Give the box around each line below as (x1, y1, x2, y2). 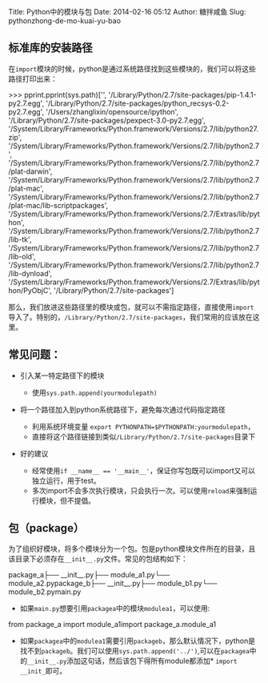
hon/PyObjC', (8, 285, 52, 295)
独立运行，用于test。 (31, 476, 102, 485)
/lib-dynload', (8, 268, 53, 278)
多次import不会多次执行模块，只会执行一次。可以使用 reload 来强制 (31, 485, 250, 495)
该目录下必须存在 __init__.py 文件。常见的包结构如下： (8, 554, 188, 564)
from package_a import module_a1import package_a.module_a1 (8, 620, 217, 629)
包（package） (8, 521, 85, 535)
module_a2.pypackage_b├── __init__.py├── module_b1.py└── (8, 579, 218, 589)
